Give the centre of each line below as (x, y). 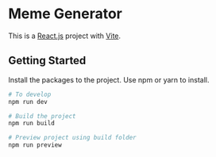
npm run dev (28, 101)
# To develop (30, 94)
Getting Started (47, 61)
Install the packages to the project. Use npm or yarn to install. (109, 79)
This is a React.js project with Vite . (65, 36)
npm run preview (35, 145)
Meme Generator (66, 14)
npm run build (32, 124)
